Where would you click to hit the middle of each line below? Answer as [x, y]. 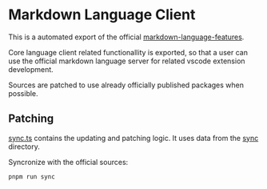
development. [31, 69]
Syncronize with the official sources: [68, 162]
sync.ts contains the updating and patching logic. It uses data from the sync [133, 138]
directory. [24, 147]
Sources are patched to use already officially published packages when [126, 85]
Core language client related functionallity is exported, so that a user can [128, 52]
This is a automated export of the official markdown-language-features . [126, 37]
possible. [23, 93]
